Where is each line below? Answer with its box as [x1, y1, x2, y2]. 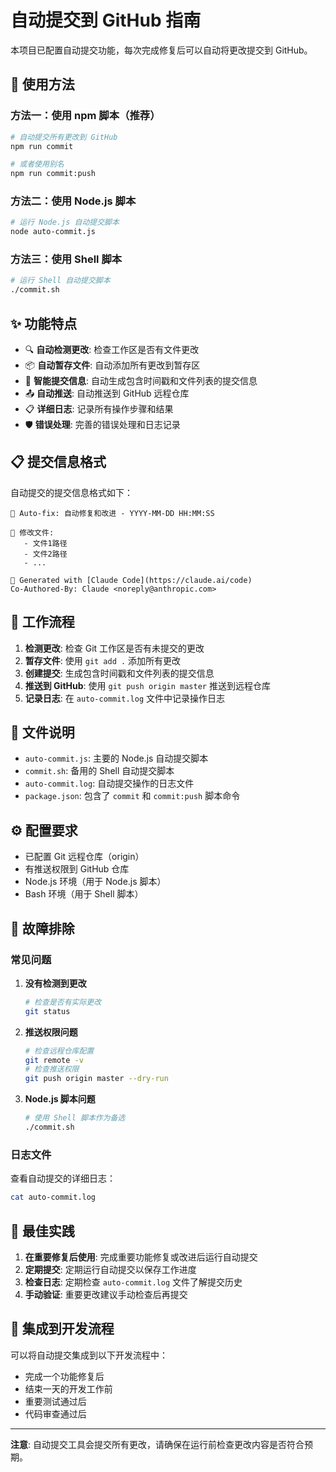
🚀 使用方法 [10, 76, 75, 93]
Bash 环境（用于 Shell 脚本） [24, 888, 144, 900]
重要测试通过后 [24, 1395, 87, 1407]
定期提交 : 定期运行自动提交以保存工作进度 [24, 1263, 197, 1275]
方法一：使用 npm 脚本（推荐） [10, 109, 161, 123]
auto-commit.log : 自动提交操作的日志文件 [24, 777, 195, 790]
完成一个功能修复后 [24, 1370, 105, 1382]
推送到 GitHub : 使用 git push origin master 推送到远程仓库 [24, 679, 271, 691]
